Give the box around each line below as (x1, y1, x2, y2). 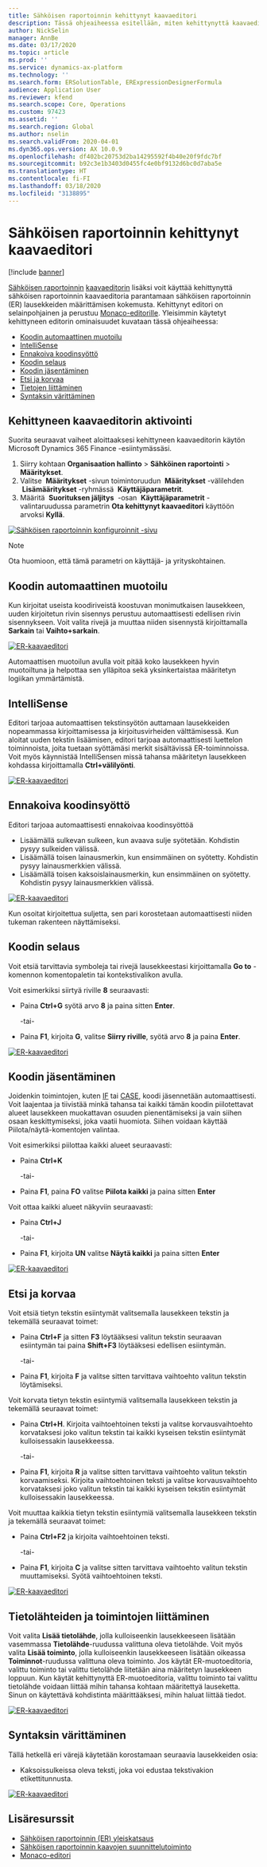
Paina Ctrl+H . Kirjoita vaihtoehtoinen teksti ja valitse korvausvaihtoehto (19, 1419, 253, 1429)
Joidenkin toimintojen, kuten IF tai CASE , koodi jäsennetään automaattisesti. (8, 1091, 257, 1100)
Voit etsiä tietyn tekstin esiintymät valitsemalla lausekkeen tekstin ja (8, 1308, 230, 1318)
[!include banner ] (8, 267, 65, 277)
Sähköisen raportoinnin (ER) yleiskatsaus (19, 1834, 154, 1843)
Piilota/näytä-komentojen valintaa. (8, 1125, 121, 1135)
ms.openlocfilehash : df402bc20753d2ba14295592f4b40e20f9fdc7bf (8, 152, 222, 160)
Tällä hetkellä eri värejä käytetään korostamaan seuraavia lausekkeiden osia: (8, 1750, 258, 1759)
